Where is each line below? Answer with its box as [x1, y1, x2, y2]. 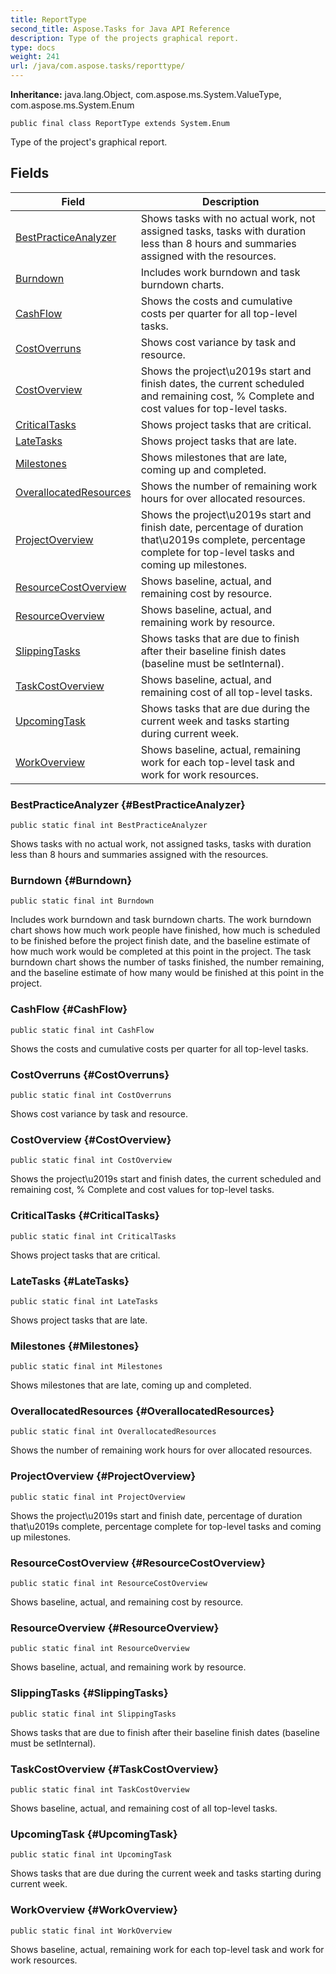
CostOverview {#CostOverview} [10, 1132, 172, 1146]
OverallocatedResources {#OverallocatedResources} [10, 1404, 275, 1418]
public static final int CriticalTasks [10, 1231, 177, 1241]
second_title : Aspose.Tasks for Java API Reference [10, 24, 230, 34]
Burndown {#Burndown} [10, 874, 133, 888]
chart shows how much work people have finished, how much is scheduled [10, 924, 321, 936]
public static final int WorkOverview [10, 1926, 172, 1936]
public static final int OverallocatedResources [10, 1427, 217, 1437]
